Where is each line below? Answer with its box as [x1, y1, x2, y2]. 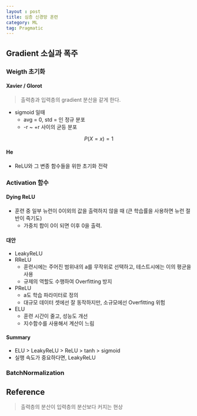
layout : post [6, 8, 41, 15]
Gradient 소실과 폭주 [6, 48, 78, 58]
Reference [6, 387, 45, 397]
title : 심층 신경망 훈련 [6, 14, 59, 20]
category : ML [6, 19, 38, 25]
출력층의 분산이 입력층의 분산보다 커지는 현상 [20, 404, 123, 411]
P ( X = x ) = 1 [84, 135, 113, 142]
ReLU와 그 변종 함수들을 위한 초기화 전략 [14, 162, 108, 169]
